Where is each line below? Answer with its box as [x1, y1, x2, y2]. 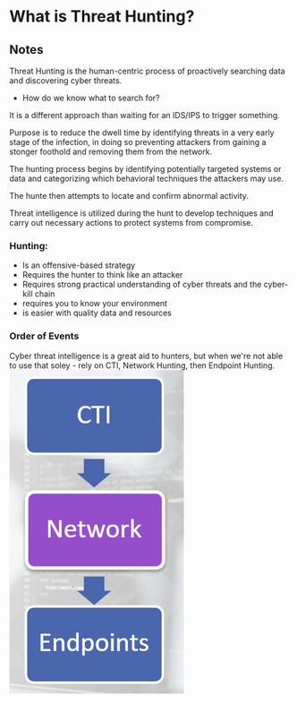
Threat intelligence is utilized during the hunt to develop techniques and [9, 208, 275, 219]
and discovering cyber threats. [9, 75, 123, 86]
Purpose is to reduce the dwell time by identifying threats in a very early [9, 127, 275, 138]
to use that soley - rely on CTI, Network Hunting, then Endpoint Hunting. [9, 360, 276, 371]
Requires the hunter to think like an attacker [21, 270, 183, 280]
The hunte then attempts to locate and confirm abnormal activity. [9, 191, 249, 201]
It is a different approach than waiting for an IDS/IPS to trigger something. [9, 110, 280, 120]
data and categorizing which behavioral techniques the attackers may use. [9, 173, 284, 184]
